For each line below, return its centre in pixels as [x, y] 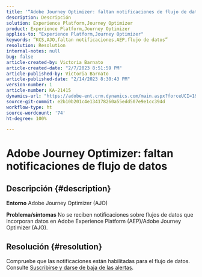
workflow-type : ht [29, 107]
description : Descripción [38, 18]
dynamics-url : [24, 96]
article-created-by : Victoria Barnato [55, 62]
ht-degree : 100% [26, 118]
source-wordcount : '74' [36, 113]
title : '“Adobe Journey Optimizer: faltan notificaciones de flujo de [96, 12]
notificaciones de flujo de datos [87, 166]
